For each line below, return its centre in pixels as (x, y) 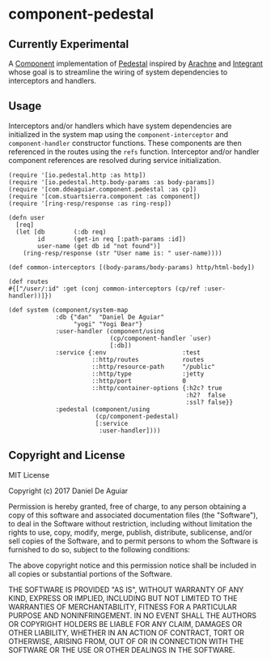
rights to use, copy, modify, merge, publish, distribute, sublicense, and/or (130, 532)
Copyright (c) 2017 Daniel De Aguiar (68, 491)
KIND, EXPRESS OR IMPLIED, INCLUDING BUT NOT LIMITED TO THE (123, 598)
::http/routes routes (148, 359)
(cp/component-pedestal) (137, 416)
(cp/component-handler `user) (161, 338)
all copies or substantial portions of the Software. (90, 573)
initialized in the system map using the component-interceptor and (119, 134)
